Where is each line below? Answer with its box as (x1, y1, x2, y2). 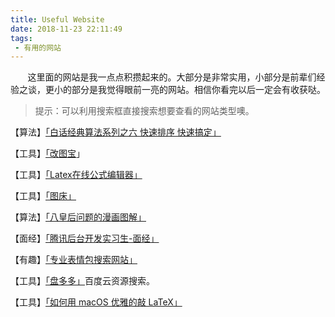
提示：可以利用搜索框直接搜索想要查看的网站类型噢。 (34, 105, 255, 117)
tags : (10, 33, 33, 43)
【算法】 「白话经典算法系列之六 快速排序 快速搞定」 (10, 126, 222, 138)
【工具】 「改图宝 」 (10, 147, 85, 160)
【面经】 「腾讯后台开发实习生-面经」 (10, 232, 160, 245)
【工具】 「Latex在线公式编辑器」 (10, 169, 143, 181)
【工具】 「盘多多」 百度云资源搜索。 (10, 275, 155, 287)
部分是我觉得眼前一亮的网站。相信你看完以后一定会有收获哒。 (71, 84, 326, 96)
